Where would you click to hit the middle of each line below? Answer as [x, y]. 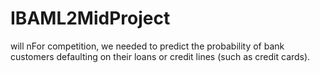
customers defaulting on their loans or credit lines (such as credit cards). [160, 56]
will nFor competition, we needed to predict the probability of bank [147, 46]
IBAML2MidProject [90, 18]
